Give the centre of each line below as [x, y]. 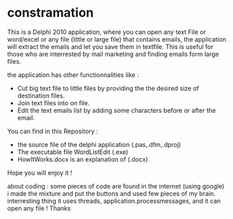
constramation [50, 13]
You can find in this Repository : [53, 131]
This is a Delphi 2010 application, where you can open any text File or [107, 32]
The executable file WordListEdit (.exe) [73, 152]
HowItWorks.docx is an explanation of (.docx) [82, 159]
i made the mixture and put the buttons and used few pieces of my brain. [111, 193]
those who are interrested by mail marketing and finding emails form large [113, 54]
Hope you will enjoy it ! [40, 173]
